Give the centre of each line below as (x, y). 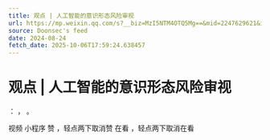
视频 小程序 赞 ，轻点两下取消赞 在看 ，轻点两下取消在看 (101, 128)
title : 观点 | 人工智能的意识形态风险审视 (71, 16)
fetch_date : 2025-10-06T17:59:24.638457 (77, 46)
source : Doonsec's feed (48, 30)
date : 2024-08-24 (37, 38)
